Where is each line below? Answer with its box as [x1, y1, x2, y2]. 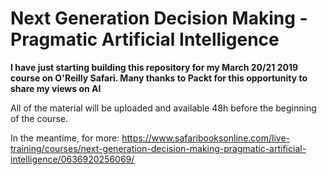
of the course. [10, 112, 68, 124]
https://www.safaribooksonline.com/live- [121, 132, 290, 144]
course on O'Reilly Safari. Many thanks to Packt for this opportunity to [10, 72, 308, 84]
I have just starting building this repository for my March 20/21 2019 [10, 61, 299, 73]
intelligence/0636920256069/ [10, 153, 135, 165]
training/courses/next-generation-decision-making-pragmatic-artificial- [10, 142, 307, 154]
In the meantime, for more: [10, 132, 120, 144]
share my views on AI [10, 82, 102, 94]
